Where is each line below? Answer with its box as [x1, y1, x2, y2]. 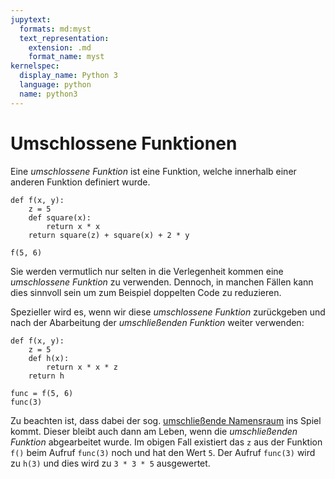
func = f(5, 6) [10, 388, 74, 398]
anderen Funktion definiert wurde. [10, 176, 151, 188]
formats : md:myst [19, 24, 92, 34]
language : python [19, 80, 92, 90]
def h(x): [28, 353, 70, 363]
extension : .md [28, 42, 92, 53]
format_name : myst [28, 52, 105, 62]
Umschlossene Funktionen [10, 132, 238, 155]
